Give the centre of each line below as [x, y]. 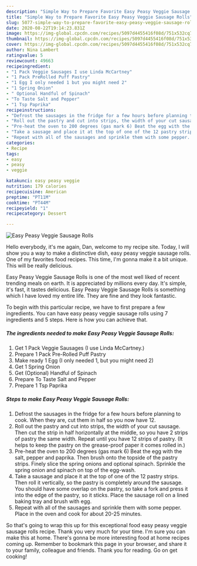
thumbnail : [19, 39]
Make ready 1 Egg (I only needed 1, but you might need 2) [84, 361]
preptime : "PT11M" [28, 197]
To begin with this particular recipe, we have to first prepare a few [86, 307]
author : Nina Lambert [33, 50]
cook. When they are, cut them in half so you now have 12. [85, 420]
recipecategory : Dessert [36, 214]
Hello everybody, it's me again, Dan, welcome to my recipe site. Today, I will [98, 247]
